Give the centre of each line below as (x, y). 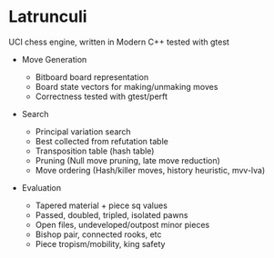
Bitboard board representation (92, 77)
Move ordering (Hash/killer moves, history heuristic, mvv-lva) (150, 170)
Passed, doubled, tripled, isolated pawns (112, 214)
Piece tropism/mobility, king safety (100, 243)
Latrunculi (48, 17)
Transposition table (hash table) (95, 151)
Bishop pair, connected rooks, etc (98, 234)
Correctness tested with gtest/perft (101, 96)
